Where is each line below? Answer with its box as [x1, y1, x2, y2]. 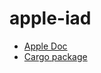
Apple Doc [23, 40, 68, 52]
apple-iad [9, 7, 92, 30]
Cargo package [23, 50, 88, 62]
